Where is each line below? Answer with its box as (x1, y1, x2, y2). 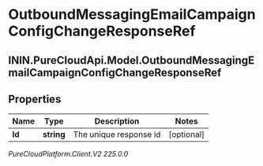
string (42, 129, 66, 140)
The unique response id (73, 129, 161, 140)
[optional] (168, 129, 205, 140)
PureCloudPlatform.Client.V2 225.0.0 (8, 149, 129, 159)
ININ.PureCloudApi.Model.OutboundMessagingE (8, 53, 255, 67)
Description (94, 116, 140, 127)
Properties (8, 92, 62, 105)
